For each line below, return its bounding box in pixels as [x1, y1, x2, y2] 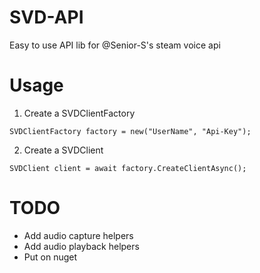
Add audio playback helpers [23, 240, 140, 252]
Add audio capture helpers [23, 229, 134, 241]
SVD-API [9, 6, 84, 29]
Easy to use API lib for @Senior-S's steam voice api [9, 39, 221, 51]
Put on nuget [23, 251, 78, 263]
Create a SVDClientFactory [23, 107, 136, 119]
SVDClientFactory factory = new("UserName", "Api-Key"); [9, 126, 252, 136]
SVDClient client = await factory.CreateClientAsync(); [9, 163, 247, 173]
